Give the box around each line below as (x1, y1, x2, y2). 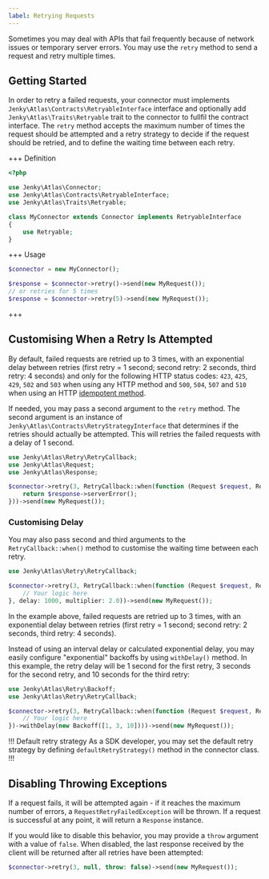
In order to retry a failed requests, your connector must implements (8, 96, 231, 105)
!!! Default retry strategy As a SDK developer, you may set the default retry (8, 736, 254, 747)
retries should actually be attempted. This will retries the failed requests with (8, 429, 261, 438)
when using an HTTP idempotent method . (8, 388, 147, 397)
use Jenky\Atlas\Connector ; (8, 184, 102, 192)
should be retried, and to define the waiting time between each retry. (8, 138, 235, 148)
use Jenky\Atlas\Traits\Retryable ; (8, 198, 127, 207)
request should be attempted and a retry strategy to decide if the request (8, 129, 250, 139)
